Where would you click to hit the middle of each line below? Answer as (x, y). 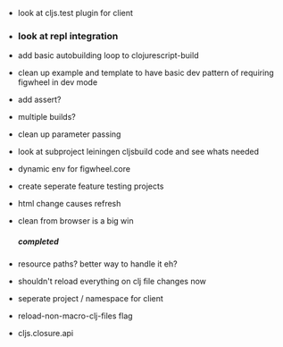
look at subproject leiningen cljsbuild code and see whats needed (138, 152)
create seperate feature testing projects (91, 186)
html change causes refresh (69, 204)
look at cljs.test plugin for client (75, 13)
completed (38, 241)
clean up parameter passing (69, 134)
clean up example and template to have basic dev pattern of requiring (146, 73)
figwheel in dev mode (58, 82)
